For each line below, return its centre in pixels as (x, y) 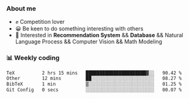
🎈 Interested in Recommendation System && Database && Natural (99, 35)
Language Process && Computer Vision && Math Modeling (89, 42)
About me (21, 9)
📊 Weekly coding (33, 58)
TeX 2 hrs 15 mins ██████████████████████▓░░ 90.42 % (94, 73)
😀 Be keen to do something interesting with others (79, 29)
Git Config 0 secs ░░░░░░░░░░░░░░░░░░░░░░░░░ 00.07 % (94, 90)
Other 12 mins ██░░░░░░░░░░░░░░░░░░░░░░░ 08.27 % (94, 79)
